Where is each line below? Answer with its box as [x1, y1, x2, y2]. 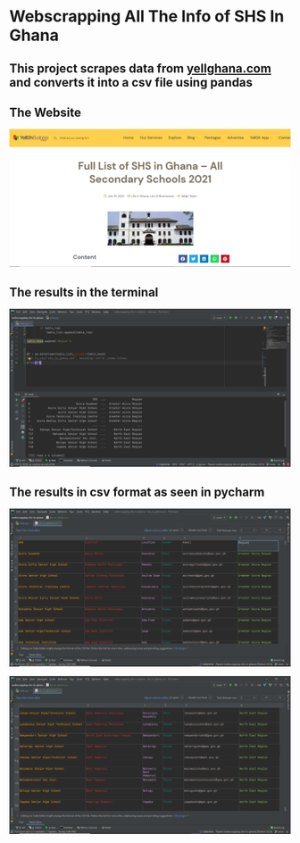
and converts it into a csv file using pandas [9, 74, 253, 90]
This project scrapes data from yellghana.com [9, 61, 272, 76]
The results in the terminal [9, 284, 159, 300]
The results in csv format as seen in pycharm [9, 484, 265, 499]
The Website [9, 104, 82, 120]
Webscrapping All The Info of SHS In [9, 6, 285, 27]
